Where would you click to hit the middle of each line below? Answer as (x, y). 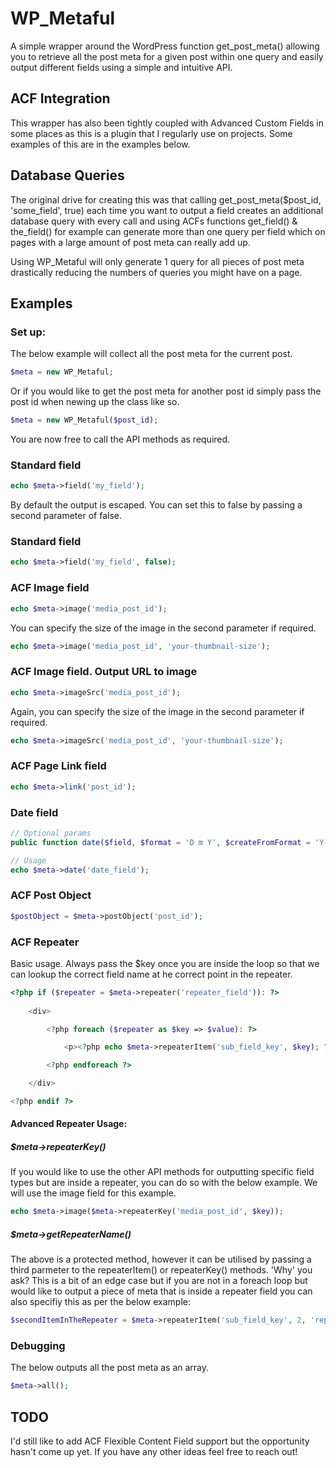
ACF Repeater (45, 942)
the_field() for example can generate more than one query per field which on (168, 231)
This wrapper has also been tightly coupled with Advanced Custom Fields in (167, 123)
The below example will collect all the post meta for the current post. (151, 354)
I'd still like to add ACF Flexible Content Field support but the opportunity (160, 1441)
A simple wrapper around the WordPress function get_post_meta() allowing (165, 46)
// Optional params (51, 833)
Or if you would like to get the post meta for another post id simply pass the (166, 391)
